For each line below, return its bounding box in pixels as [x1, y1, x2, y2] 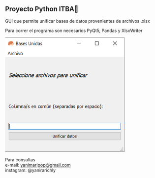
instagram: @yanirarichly [5, 167, 56, 173]
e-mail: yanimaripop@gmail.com [5, 162, 71, 168]
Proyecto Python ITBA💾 [5, 5, 79, 13]
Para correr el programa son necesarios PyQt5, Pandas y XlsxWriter [5, 28, 143, 34]
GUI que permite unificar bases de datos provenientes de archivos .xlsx [5, 18, 150, 24]
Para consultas [5, 156, 35, 163]
